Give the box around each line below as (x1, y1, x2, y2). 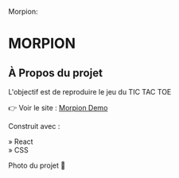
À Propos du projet (8, 66, 103, 79)
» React (8, 137, 33, 146)
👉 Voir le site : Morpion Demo (8, 103, 108, 112)
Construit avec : (8, 122, 60, 130)
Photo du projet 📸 (8, 161, 66, 170)
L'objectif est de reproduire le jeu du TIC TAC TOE (8, 87, 172, 96)
